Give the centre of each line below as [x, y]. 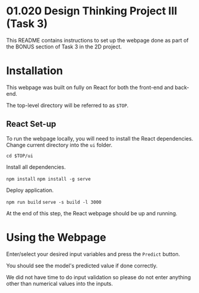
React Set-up [31, 124]
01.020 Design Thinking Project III [92, 11]
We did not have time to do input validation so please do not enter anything [99, 277]
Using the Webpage [56, 237]
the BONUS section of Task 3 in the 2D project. [64, 47]
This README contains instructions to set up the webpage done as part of [97, 40]
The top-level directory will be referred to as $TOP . [68, 105]
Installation [35, 71]
